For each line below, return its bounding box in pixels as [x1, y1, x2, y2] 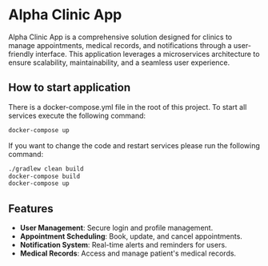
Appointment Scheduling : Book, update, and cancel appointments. [19, 232, 242, 241]
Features [8, 202, 54, 216]
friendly [8, 49, 34, 58]
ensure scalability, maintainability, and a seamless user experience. [8, 58, 230, 67]
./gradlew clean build [8, 164, 84, 173]
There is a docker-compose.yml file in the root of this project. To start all [8, 102, 247, 111]
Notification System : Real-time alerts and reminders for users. [19, 240, 227, 250]
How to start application [8, 81, 130, 95]
